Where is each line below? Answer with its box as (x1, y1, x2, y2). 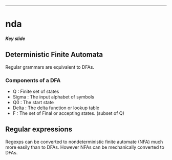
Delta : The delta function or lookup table (12, 105, 100, 111)
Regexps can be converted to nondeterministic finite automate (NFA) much (5, 138, 163, 145)
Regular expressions (5, 125, 73, 134)
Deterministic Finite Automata (5, 50, 103, 59)
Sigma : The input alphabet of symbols (12, 93, 95, 100)
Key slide (5, 35, 26, 42)
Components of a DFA (5, 76, 61, 84)
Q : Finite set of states (12, 88, 59, 94)
